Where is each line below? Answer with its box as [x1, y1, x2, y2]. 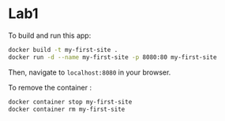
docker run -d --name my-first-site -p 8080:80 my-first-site [8, 53, 217, 61]
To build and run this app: [8, 31, 92, 40]
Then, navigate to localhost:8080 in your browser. [8, 68, 171, 77]
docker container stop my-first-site [8, 97, 133, 106]
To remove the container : [8, 82, 92, 92]
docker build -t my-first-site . [8, 46, 118, 53]
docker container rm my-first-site [8, 105, 126, 113]
